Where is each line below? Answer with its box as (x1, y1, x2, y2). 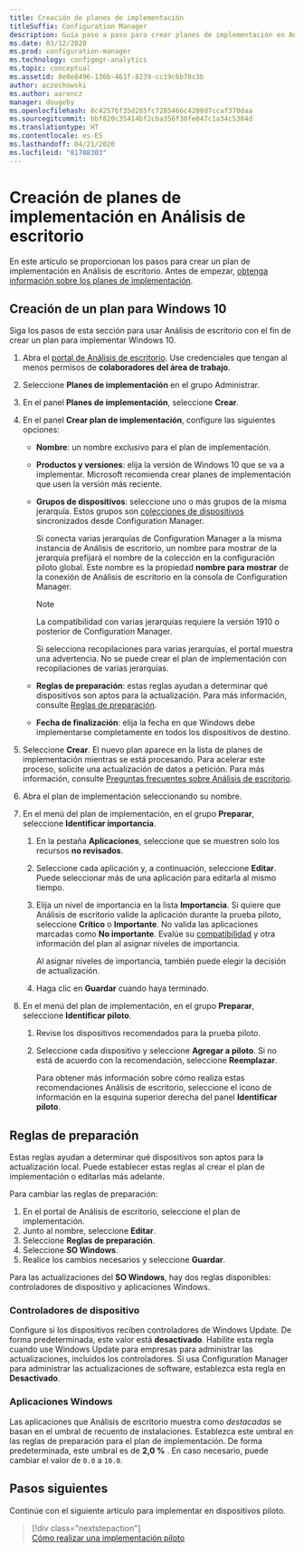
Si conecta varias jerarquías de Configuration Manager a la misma (35, 533, 282, 544)
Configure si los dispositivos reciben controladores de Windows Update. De (9, 1324, 292, 1335)
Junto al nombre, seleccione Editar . (22, 1226, 157, 1237)
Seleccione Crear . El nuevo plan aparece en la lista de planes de (22, 744, 263, 755)
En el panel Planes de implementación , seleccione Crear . (22, 397, 240, 408)
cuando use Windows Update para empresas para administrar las (9, 1343, 253, 1355)
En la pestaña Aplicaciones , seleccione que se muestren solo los (35, 836, 280, 847)
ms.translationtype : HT (9, 123, 100, 132)
